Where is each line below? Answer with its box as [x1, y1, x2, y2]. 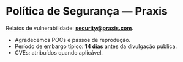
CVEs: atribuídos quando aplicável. [14, 49, 103, 56]
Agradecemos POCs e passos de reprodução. [14, 36, 131, 43]
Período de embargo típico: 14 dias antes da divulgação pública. [14, 43, 177, 50]
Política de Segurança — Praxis [6, 4, 168, 18]
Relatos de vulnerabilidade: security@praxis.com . [6, 24, 134, 32]
